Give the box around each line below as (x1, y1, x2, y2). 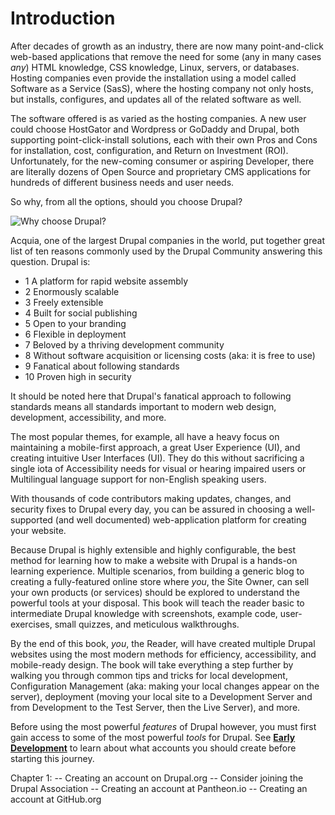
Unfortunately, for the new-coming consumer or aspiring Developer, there (10, 155, 315, 167)
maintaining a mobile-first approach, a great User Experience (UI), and (10, 441, 301, 453)
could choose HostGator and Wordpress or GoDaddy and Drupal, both (10, 123, 300, 135)
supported (10, 513, 53, 526)
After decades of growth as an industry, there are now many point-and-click (10, 40, 324, 52)
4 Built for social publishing (24, 307, 138, 319)
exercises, (10, 618, 53, 630)
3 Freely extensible (24, 296, 104, 308)
